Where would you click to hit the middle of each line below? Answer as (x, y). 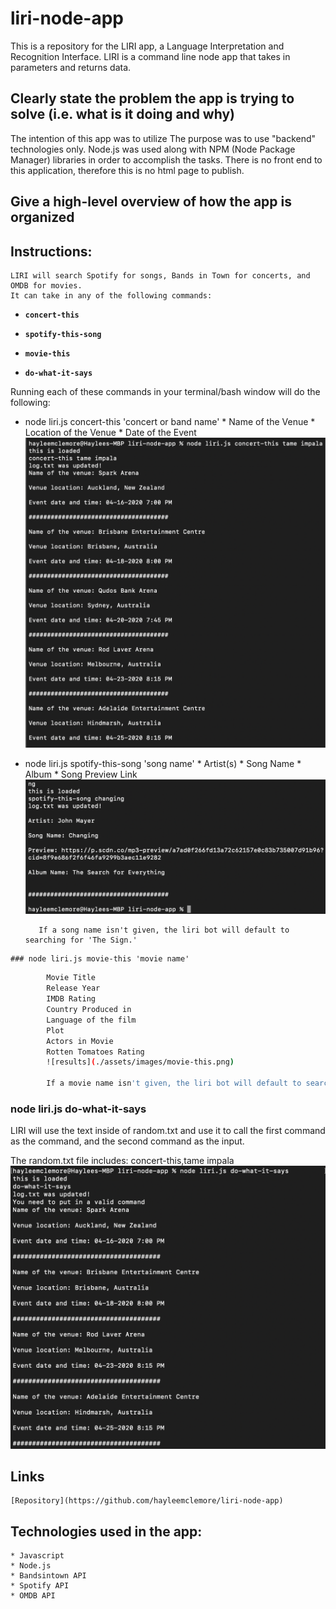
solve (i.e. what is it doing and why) (122, 114)
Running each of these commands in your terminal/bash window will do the (165, 391)
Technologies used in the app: (106, 1531)
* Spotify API (40, 1586)
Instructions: (51, 251)
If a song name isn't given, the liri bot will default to (164, 930)
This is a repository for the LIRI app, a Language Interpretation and (147, 46)
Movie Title (71, 978)
